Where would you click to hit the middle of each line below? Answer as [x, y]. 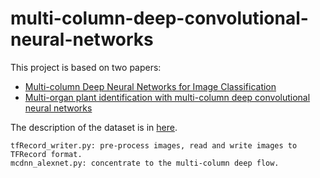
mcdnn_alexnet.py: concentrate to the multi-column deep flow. [145, 163]
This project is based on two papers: [86, 67]
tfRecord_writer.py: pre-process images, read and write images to [154, 145]
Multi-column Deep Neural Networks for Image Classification [150, 86]
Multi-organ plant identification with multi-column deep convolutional [167, 97]
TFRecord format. [46, 154]
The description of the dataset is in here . [94, 127]
